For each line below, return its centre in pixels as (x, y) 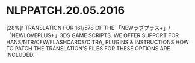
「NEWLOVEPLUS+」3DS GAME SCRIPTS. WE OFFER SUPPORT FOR (93, 35)
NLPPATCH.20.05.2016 (66, 10)
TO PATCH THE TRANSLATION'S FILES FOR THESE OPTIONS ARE (88, 48)
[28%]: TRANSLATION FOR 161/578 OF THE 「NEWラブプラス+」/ (88, 28)
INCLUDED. (20, 55)
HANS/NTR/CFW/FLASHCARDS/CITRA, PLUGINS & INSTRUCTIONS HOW (97, 42)
